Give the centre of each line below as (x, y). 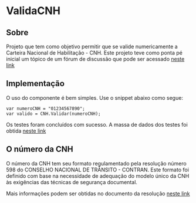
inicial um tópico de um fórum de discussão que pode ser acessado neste (95, 59)
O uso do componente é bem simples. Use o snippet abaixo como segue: (95, 97)
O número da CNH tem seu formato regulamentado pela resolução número (96, 163)
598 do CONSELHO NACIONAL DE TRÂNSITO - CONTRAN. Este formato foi (98, 170)
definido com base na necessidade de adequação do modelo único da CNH (98, 176)
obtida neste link (26, 131)
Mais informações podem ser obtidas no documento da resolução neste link (98, 193)
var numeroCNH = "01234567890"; (45, 109)
